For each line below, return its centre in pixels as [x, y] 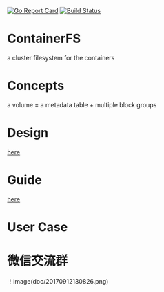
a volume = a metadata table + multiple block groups [82, 104]
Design [28, 133]
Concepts [35, 86]
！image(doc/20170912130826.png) [58, 281]
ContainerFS [44, 39]
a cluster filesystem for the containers [61, 57]
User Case [38, 227]
